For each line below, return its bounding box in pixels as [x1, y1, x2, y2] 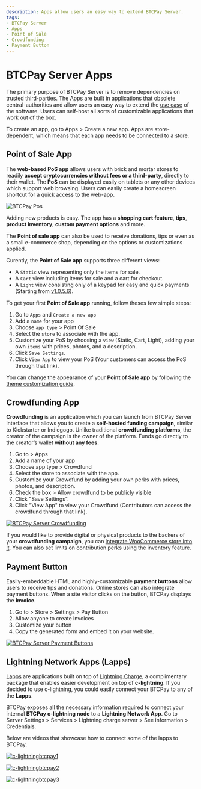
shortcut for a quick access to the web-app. [6, 191, 115, 198]
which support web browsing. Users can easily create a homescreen [6, 184, 176, 191]
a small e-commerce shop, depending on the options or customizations [6, 238, 183, 246]
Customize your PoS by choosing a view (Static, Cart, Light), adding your [14, 336, 195, 344]
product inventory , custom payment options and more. [6, 220, 146, 227]
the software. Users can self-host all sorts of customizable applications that [6, 107, 194, 114]
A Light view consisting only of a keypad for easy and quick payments [14, 281, 190, 288]
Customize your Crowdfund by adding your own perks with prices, [14, 476, 180, 483]
